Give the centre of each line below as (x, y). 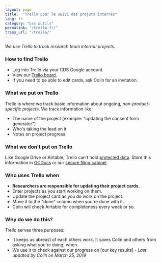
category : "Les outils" (29, 23)
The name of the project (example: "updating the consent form (76, 118)
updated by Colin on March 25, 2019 (49, 255)
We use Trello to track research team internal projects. (60, 46)
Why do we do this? (29, 220)
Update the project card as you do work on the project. (68, 196)
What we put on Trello (32, 93)
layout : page (18, 10)
